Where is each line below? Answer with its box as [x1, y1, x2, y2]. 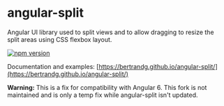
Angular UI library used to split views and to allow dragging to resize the [7, 28, 214, 36]
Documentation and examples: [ [7, 62, 99, 70]
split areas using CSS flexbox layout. [7, 35, 112, 43]
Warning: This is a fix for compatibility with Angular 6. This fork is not [7, 83, 207, 91]
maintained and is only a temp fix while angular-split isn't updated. [7, 91, 198, 99]
